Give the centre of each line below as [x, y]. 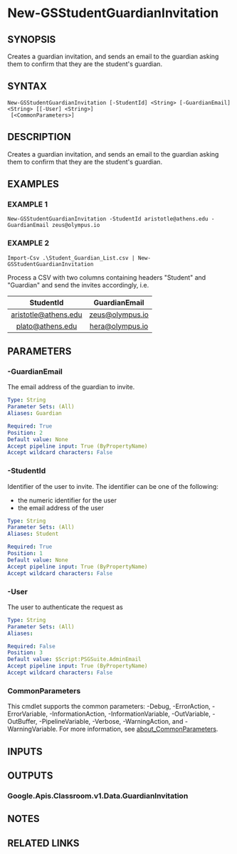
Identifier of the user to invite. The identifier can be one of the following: [113, 486]
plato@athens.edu [47, 326]
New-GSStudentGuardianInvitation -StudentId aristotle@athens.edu [108, 219]
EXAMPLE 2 [28, 243]
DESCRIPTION [39, 137]
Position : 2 [25, 433]
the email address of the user [61, 507]
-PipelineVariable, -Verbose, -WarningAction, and [111, 722]
